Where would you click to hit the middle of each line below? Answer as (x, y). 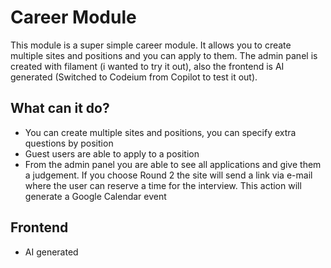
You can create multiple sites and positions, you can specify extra (160, 132)
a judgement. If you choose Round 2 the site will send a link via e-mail (168, 175)
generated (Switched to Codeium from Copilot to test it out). (134, 77)
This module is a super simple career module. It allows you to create (151, 45)
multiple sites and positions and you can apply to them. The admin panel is (164, 55)
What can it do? (60, 108)
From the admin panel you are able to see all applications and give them (173, 164)
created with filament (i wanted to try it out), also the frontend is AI (147, 66)
